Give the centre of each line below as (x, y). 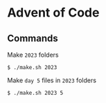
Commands (33, 38)
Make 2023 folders (33, 55)
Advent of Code (53, 13)
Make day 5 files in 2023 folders (52, 80)
